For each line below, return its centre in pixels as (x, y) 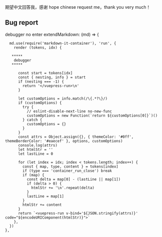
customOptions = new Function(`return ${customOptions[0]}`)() (92, 116)
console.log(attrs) (37, 145)
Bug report (22, 23)
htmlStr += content (42, 205)
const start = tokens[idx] (45, 73)
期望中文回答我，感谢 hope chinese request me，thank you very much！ (78, 7)
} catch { (32, 120)
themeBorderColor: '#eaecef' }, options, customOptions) (64, 141)
